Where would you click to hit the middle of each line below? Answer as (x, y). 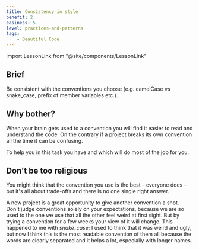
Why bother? (31, 114)
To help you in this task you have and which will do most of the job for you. (97, 152)
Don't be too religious (47, 171)
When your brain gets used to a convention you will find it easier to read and (99, 128)
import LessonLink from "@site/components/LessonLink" (76, 56)
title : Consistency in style (42, 12)
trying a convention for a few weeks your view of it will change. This (90, 222)
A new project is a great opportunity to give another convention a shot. (93, 203)
